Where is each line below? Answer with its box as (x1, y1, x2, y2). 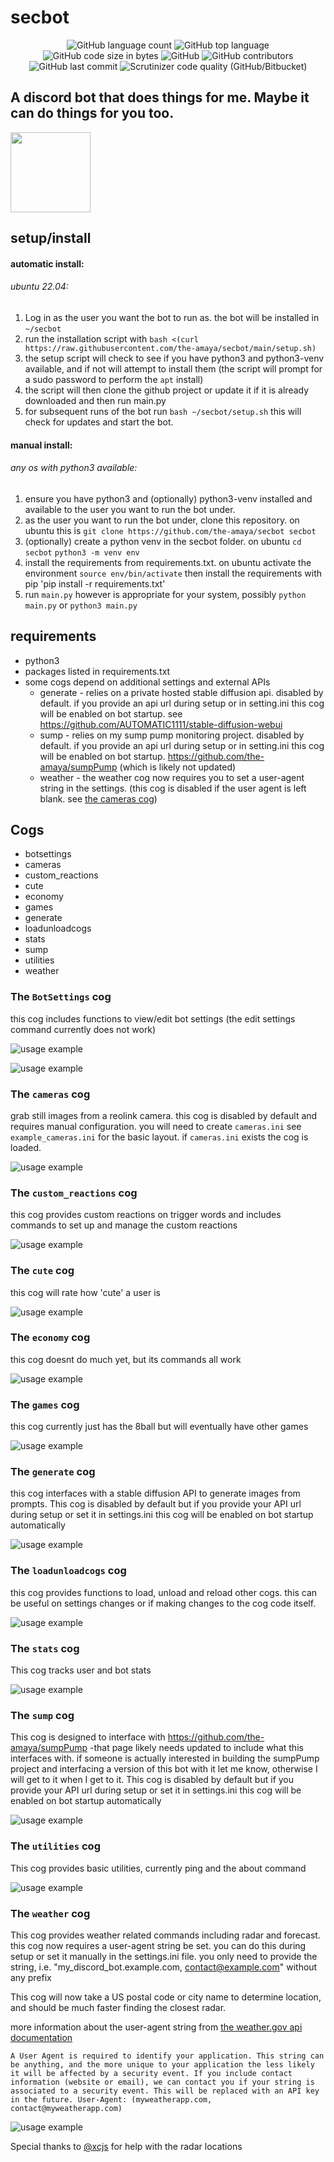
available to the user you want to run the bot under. (24, 503, 236, 515)
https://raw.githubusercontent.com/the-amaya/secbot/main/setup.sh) (24, 343, 317, 353)
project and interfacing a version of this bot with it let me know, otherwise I (10, 1763, 318, 1775)
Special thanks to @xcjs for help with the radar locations (10, 2140, 243, 2152)
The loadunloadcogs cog (10, 1564, 127, 1578)
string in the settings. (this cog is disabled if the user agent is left (39, 782, 307, 794)
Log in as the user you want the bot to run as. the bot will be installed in (24, 311, 320, 323)
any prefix (10, 1971, 52, 1983)
